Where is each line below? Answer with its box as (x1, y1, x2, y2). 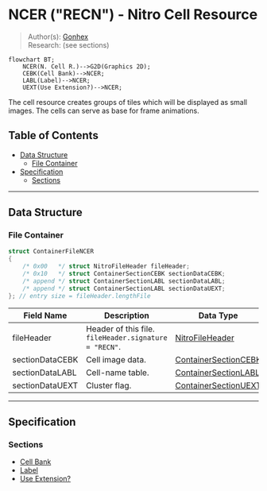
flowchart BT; (8, 56, 56, 64)
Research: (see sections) (27, 40, 110, 49)
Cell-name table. (86, 367, 149, 378)
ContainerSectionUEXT (175, 380, 261, 391)
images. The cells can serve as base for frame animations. (8, 106, 200, 115)
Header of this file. (86, 323, 155, 334)
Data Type (198, 310, 238, 321)
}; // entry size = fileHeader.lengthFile (8, 292, 151, 300)
